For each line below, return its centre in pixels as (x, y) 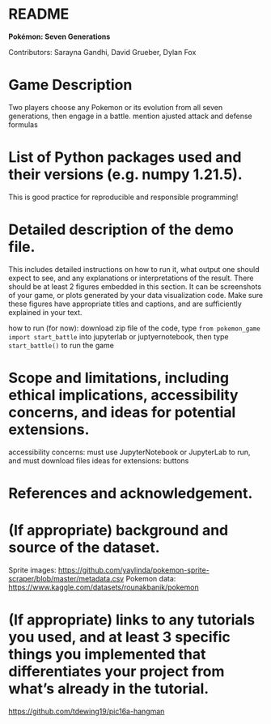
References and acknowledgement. (131, 493)
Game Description (70, 85)
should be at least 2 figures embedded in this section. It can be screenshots (135, 286)
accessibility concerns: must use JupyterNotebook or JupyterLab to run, (129, 452)
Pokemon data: (151, 578)
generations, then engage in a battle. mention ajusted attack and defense (130, 116)
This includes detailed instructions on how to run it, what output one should (134, 269)
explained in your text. (45, 312)
